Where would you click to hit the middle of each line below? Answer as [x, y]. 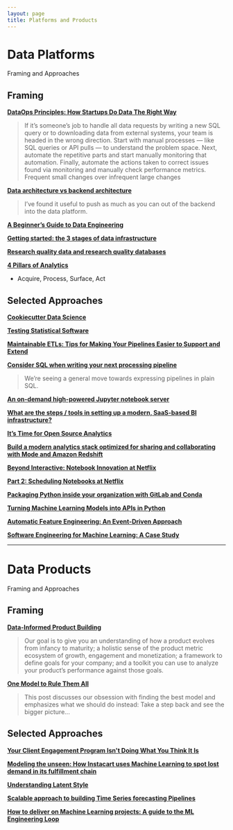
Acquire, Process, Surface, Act [61, 279]
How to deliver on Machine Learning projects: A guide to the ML [101, 811]
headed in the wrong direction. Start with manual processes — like [119, 140]
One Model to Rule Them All [48, 684]
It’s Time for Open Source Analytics [60, 434]
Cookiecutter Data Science [47, 317]
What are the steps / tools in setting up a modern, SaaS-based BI [102, 413]
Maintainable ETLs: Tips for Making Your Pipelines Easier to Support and [114, 344]
